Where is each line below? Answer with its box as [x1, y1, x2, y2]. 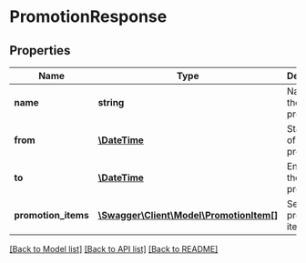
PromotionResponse [9, 6, 168, 27]
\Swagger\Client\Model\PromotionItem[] [97, 209, 279, 221]
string [97, 96, 125, 108]
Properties [9, 43, 71, 58]
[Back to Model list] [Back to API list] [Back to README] [9, 244, 219, 254]
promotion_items [14, 209, 89, 221]
